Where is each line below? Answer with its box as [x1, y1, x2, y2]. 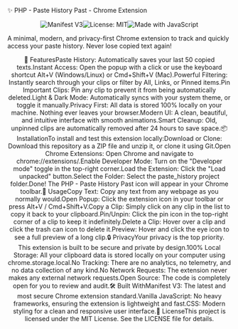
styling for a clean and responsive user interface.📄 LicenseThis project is [13, 307, 226, 315]
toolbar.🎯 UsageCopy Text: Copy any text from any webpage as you [20, 187, 219, 195]
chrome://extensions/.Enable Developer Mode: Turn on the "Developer [16, 157, 222, 165]
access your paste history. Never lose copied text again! [7, 42, 172, 50]
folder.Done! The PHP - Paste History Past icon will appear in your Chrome [10, 179, 229, 188]
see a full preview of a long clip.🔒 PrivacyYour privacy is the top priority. [13, 233, 225, 241]
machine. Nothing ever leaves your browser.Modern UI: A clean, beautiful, [11, 108, 228, 117]
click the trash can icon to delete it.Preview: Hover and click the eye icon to [9, 225, 229, 234]
